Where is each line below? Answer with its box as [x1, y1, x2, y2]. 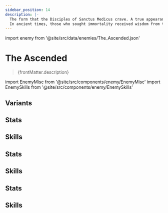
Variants [5, 99, 32, 107]
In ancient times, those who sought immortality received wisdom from [9, 21, 160, 27]
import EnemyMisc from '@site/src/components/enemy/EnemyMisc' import [5, 79, 161, 85]
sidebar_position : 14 [5, 7, 50, 13]
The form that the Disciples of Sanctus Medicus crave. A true [9, 17, 144, 22]
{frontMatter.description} [17, 69, 69, 75]
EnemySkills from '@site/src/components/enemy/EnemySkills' [5, 84, 133, 90]
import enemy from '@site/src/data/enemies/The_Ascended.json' [5, 35, 140, 41]
